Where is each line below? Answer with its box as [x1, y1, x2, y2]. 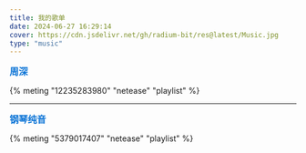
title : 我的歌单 [9, 13, 66, 23]
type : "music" [9, 38, 64, 48]
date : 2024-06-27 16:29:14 [9, 22, 112, 31]
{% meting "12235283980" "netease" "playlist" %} [9, 86, 200, 97]
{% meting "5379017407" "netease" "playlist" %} [9, 133, 194, 144]
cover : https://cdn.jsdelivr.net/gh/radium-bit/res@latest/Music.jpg [9, 30, 280, 39]
